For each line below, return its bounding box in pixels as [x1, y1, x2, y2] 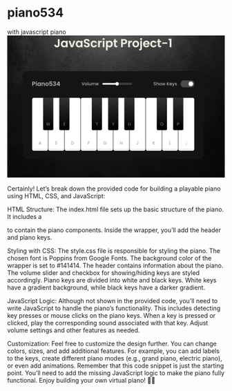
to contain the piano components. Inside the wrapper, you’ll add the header [7, 226, 221, 234]
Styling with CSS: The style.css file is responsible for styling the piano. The [7, 247, 221, 255]
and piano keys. [7, 233, 52, 241]
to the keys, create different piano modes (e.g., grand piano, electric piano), [7, 354, 222, 362]
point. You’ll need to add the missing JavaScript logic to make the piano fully [7, 368, 225, 377]
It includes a [7, 212, 42, 220]
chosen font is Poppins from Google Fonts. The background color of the [7, 254, 212, 262]
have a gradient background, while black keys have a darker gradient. [7, 283, 206, 292]
